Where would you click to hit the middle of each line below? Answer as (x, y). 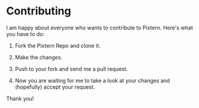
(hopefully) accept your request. (55, 87)
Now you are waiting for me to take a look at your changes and (92, 80)
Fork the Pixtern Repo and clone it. (58, 46)
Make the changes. (39, 57)
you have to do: (25, 34)
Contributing (39, 11)
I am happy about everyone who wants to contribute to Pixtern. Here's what (99, 28)
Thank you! (20, 98)
